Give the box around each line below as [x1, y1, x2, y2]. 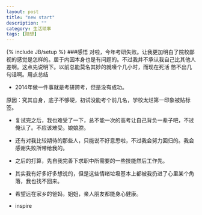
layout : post [6, 8, 39, 15]
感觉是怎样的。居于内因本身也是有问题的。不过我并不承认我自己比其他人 [16, 56, 196, 63]
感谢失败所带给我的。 [14, 145, 68, 152]
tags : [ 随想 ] [6, 31, 37, 37]
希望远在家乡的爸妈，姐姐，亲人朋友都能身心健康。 [14, 190, 142, 198]
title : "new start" [6, 14, 55, 20]
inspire [14, 202, 32, 210]
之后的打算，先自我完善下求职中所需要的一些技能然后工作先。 [14, 157, 168, 165]
